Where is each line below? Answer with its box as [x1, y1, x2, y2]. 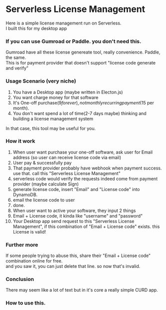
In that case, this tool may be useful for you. [5, 125, 96, 131]
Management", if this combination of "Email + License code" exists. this [12, 223, 160, 229]
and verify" [5, 65, 29, 71]
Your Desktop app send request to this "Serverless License [12, 218, 135, 224]
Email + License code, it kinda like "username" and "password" [12, 212, 143, 218]
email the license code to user [12, 196, 75, 203]
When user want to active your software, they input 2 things [12, 207, 136, 213]
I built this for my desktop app [5, 25, 67, 31]
